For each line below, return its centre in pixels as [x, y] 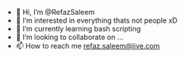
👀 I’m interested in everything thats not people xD [96, 20]
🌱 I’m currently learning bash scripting [78, 29]
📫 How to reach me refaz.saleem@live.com [88, 46]
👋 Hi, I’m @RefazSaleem [55, 12]
